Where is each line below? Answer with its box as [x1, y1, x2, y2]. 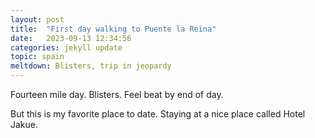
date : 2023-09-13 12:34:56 [10, 33, 132, 43]
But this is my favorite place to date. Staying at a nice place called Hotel [10, 108, 306, 120]
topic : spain [10, 52, 65, 62]
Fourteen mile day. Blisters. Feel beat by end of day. [10, 89, 224, 100]
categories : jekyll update [10, 42, 123, 53]
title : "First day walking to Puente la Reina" [10, 24, 217, 34]
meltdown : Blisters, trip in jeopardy [10, 61, 172, 71]
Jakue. [10, 119, 39, 130]
